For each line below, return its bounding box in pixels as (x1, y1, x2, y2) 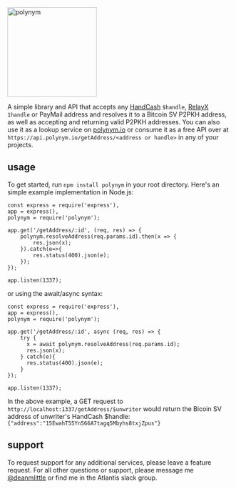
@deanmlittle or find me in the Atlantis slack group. (7, 473, 158, 482)
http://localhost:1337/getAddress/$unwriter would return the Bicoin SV (7, 404, 222, 413)
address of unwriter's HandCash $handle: (7, 412, 130, 420)
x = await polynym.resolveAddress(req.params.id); (26, 340, 180, 347)
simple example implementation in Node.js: (7, 187, 134, 196)
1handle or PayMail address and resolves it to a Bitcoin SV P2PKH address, (7, 110, 227, 119)
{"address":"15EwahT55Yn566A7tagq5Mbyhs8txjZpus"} (7, 420, 161, 427)
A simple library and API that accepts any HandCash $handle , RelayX (7, 103, 209, 111)
